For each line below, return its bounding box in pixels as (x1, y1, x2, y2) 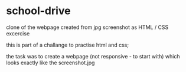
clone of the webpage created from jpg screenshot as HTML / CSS (6, 24, 169, 31)
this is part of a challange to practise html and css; (6, 41, 129, 48)
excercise (6, 30, 30, 37)
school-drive (6, 4, 71, 18)
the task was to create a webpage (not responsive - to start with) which (6, 53, 180, 60)
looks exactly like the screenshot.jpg (6, 59, 95, 66)
